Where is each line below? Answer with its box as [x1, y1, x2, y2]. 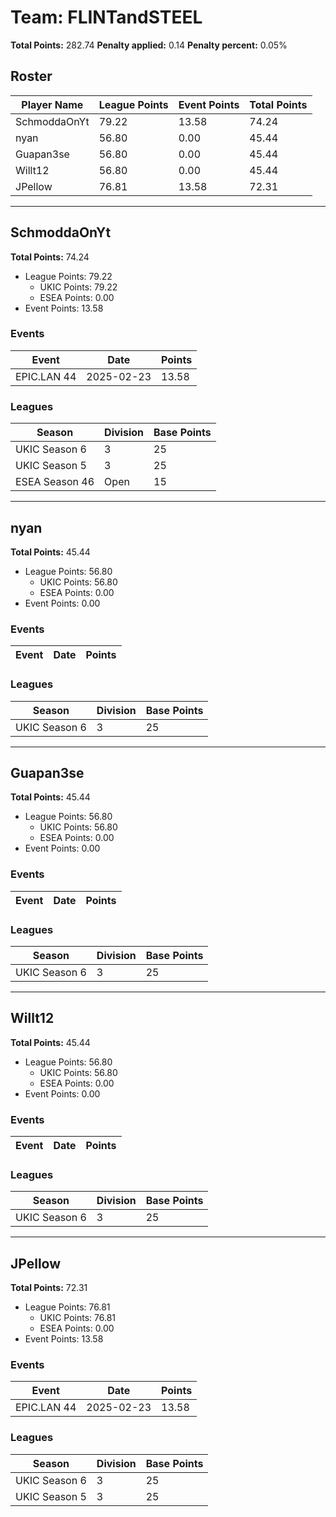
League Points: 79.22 [24, 270, 113, 282]
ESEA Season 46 [15, 475, 95, 489]
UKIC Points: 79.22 [39, 281, 118, 293]
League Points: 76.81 [24, 1301, 111, 1313]
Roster [10, 68, 53, 85]
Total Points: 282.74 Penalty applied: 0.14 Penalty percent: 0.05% [10, 39, 288, 51]
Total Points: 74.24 [10, 251, 90, 263]
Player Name [21, 97, 84, 111]
